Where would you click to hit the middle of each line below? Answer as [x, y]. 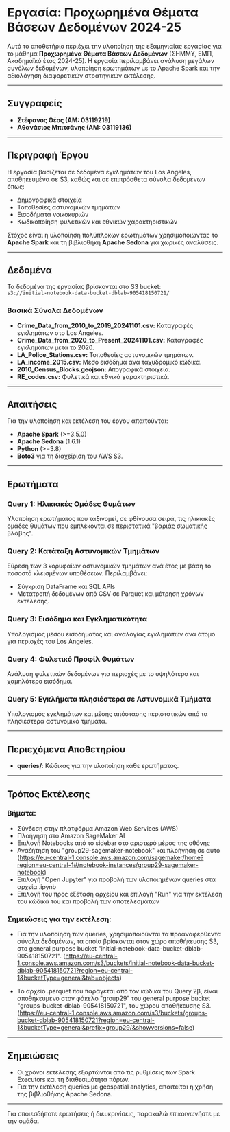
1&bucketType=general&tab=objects [68, 978]
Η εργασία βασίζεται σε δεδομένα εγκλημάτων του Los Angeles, [99, 172]
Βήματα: [22, 813]
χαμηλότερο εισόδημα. [40, 682]
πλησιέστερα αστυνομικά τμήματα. [57, 721]
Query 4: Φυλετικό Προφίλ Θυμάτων [71, 659]
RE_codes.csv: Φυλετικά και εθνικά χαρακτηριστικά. [93, 376]
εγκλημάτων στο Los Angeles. [60, 333]
